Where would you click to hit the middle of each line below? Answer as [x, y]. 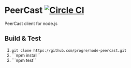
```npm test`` [24, 60]
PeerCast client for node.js [31, 23]
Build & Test [23, 39]
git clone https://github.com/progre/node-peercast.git [69, 50]
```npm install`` [26, 55]
